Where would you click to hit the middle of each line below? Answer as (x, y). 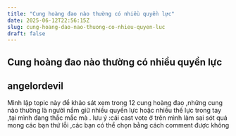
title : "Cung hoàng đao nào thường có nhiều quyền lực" (91, 14)
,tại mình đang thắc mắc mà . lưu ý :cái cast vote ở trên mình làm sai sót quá (117, 118)
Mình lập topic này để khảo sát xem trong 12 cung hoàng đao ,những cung (115, 103)
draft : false (26, 33)
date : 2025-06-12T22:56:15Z (49, 20)
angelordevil (35, 86)
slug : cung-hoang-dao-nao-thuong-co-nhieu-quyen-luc (86, 27)
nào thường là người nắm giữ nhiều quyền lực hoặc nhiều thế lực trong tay (114, 111)
